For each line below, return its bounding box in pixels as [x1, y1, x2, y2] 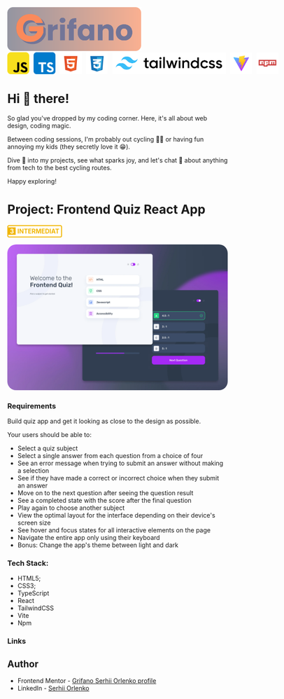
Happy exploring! [7, 177, 57, 185]
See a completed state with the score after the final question [17, 496, 192, 504]
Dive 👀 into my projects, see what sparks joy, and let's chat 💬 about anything [7, 155, 228, 164]
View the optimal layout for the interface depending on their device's [17, 511, 215, 519]
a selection [17, 466, 50, 475]
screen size [17, 518, 51, 527]
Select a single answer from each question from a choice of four [17, 451, 204, 459]
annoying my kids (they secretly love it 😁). [7, 142, 131, 151]
